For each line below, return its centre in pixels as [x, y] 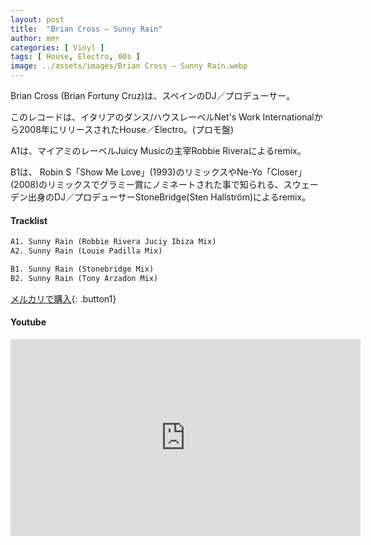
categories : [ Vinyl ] [57, 47]
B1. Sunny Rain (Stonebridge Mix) [82, 269]
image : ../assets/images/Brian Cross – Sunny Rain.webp [129, 66]
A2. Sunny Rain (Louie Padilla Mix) [86, 251]
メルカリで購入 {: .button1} [63, 298]
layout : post [37, 19]
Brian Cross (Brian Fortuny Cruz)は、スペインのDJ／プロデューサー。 [153, 95]
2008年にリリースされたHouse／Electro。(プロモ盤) [126, 129]
